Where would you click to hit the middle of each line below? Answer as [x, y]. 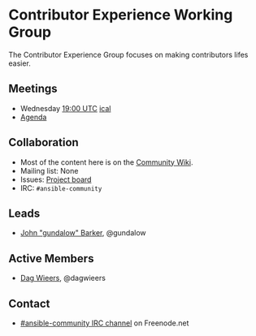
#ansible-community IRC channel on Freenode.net [104, 323]
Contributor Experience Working [121, 15]
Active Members [51, 258]
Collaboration [43, 142]
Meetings [33, 89]
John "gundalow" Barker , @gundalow [83, 233]
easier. [20, 63]
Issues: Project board [56, 179]
